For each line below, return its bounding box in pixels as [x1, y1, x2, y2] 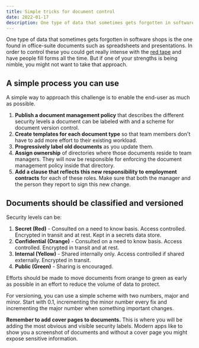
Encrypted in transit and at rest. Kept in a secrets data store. [14, 231, 162, 239]
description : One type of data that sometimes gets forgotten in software [6, 20, 195, 25]
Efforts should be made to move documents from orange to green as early [6, 275, 188, 281]
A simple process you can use [6, 78, 120, 88]
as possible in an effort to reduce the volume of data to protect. [6, 281, 161, 288]
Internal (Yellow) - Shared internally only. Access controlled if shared [14, 250, 185, 257]
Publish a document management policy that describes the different [14, 112, 184, 119]
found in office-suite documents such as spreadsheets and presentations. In [6, 42, 192, 49]
